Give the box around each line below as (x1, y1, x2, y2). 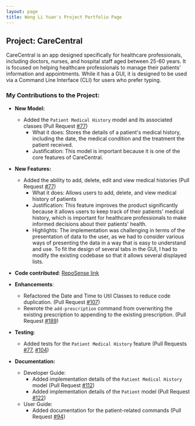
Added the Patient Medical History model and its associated (23, 116, 173, 123)
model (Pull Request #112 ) (32, 381, 95, 389)
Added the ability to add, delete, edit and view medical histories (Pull (23, 176, 190, 183)
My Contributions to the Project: (6, 91, 100, 100)
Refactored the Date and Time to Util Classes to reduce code (23, 292, 171, 299)
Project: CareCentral (6, 36, 83, 46)
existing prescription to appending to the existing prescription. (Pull (23, 311, 186, 318)
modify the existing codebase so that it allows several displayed (32, 252, 187, 259)
